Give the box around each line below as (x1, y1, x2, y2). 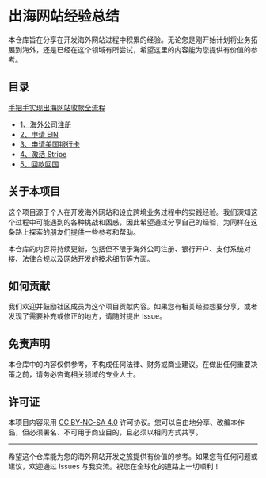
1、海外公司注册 (19, 120, 72, 129)
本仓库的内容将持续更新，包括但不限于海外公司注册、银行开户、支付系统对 (8, 243, 251, 254)
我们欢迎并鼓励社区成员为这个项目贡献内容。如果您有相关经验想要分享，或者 (8, 302, 258, 312)
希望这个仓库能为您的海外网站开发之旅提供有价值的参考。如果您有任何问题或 (8, 452, 258, 461)
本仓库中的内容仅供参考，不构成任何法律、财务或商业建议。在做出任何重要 (8, 360, 251, 369)
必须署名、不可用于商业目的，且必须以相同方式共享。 (28, 427, 203, 437)
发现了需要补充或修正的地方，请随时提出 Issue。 (8, 312, 166, 321)
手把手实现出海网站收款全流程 (8, 102, 105, 112)
